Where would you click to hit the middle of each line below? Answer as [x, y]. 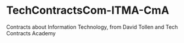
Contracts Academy [31, 33]
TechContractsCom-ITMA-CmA [88, 10]
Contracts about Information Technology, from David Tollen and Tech [92, 27]
